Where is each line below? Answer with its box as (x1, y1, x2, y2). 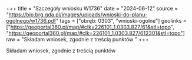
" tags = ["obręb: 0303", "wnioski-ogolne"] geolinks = (55, 17, 187, 24)
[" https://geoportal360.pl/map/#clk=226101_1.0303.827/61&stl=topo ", (6, 23, 175, 30)
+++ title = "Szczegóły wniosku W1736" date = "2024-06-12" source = (6, 5, 178, 12)
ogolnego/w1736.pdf (6, 17, 57, 24)
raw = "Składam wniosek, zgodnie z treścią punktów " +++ (6, 36, 149, 43)
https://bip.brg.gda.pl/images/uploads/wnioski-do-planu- (8, 11, 148, 18)
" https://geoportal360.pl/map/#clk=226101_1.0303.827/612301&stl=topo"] (6, 30, 186, 37)
